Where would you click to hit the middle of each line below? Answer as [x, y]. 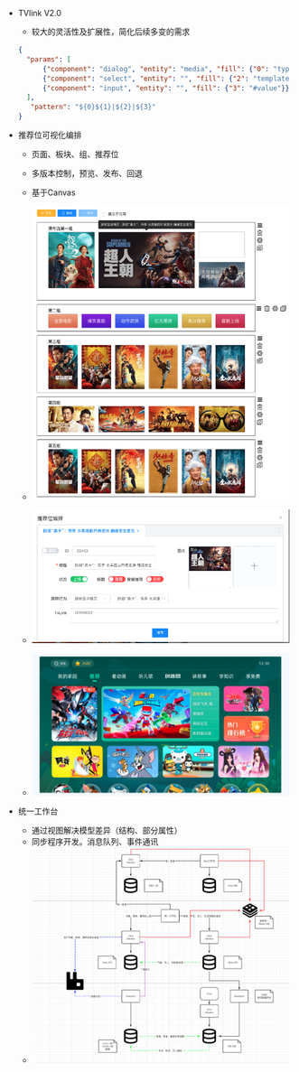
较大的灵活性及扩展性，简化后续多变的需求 [111, 32]
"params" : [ [49, 59]
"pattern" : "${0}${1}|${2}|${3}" [93, 107]
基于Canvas [53, 192]
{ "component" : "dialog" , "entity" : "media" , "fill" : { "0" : [155, 69]
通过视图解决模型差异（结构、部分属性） [107, 830]
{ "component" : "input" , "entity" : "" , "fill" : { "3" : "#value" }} [166, 88]
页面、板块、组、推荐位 [75, 154]
